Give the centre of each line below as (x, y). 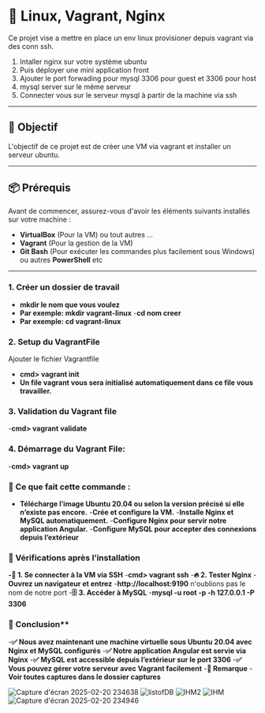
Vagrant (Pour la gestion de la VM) (76, 243)
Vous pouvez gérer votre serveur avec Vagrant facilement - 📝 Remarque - (131, 668)
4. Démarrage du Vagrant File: (67, 449)
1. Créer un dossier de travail (64, 287)
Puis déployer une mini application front (84, 69)
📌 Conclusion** (39, 625)
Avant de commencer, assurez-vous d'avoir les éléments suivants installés (129, 211)
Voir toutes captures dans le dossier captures (85, 677)
